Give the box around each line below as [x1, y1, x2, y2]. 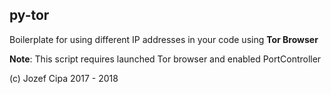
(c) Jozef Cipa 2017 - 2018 [9, 72, 119, 84]
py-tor [9, 7, 50, 24]
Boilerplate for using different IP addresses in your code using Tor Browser [9, 33, 319, 45]
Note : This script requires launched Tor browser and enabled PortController [9, 53, 322, 65]
